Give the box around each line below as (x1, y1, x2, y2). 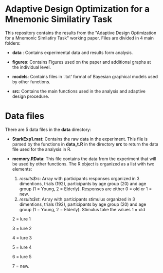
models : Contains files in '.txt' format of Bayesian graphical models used (12, 73, 158, 79)
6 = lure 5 (12, 254, 32, 259)
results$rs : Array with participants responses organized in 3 (19, 175, 140, 181)
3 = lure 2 (12, 225, 32, 231)
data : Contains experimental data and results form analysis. (12, 50, 133, 55)
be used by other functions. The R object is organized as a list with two (12, 161, 155, 166)
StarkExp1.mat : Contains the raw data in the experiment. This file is (12, 136, 148, 142)
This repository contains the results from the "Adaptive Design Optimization (5, 30, 157, 36)
